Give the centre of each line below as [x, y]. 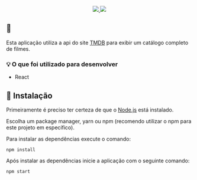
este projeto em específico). [41, 127]
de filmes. [18, 49]
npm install [21, 150]
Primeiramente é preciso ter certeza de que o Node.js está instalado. [90, 110]
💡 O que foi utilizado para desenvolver [62, 64]
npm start [18, 171]
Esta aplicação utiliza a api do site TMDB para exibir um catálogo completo [97, 42]
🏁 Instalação [29, 95]
